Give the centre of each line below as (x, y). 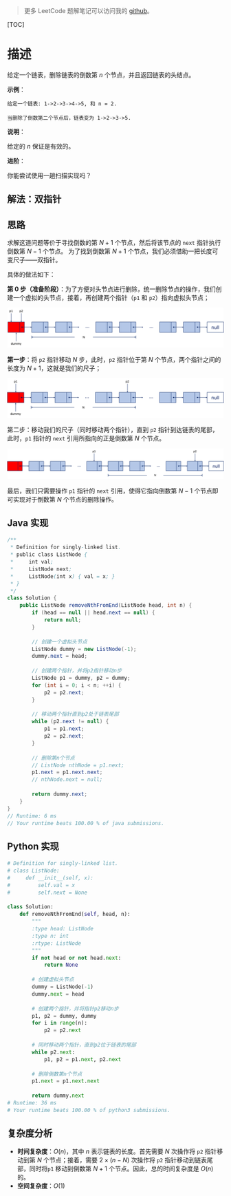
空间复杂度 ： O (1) (41, 1186)
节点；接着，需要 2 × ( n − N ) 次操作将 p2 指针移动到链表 (128, 1160)
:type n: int (51, 936)
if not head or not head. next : (77, 958)
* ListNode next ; (41, 569)
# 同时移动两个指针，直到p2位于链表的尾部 (84, 1045)
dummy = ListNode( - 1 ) (63, 987)
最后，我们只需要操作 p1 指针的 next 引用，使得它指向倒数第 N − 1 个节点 (110, 491)
